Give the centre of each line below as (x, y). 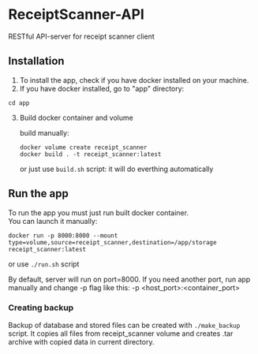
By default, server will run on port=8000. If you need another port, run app (129, 279)
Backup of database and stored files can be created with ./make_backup (124, 325)
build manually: (44, 132)
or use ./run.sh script (44, 264)
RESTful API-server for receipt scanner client (82, 36)
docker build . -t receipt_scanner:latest (90, 154)
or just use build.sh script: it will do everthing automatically (116, 169)
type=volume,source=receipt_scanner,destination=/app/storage (112, 242)
